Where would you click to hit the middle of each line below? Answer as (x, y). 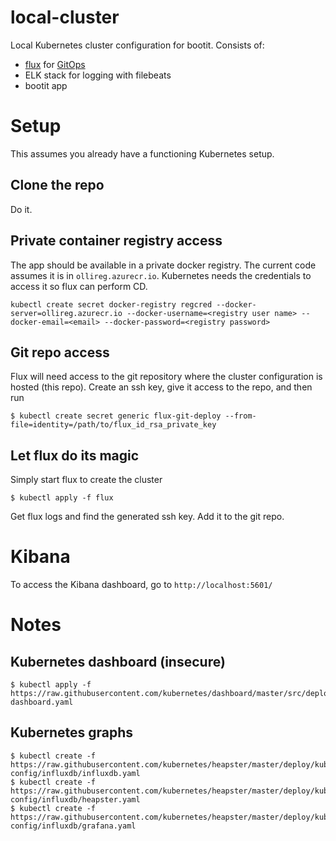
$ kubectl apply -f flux (62, 498)
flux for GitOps (55, 64)
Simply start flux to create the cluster (86, 480)
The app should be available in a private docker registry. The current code (163, 265)
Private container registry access (116, 241)
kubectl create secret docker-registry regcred (111, 304)
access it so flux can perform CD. (79, 286)
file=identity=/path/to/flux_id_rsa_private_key (113, 425)
